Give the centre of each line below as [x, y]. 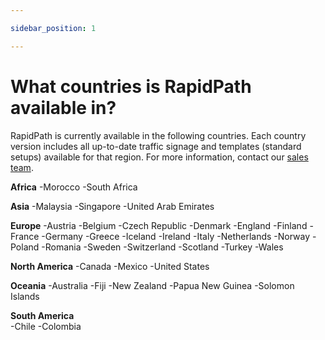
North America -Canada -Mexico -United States [110, 266]
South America [42, 315]
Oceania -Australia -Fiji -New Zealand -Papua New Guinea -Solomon [152, 285]
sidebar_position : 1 [53, 28]
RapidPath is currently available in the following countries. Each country [158, 135]
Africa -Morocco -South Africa [74, 187]
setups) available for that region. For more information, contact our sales [159, 157]
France [25, 236]
